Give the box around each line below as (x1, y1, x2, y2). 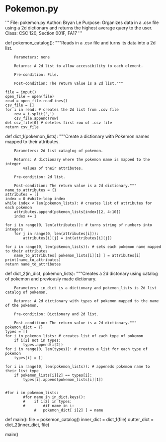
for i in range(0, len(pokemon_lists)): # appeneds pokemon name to (5, 364, 150, 369)
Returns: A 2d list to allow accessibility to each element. (14, 63, 143, 68)
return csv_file (5, 124, 39, 130)
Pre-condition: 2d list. (14, 174, 66, 180)
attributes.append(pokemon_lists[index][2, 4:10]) (14, 209, 121, 215)
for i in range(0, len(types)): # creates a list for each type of (5, 346, 148, 352)
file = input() (5, 89, 37, 95)
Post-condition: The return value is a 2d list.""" (14, 81, 123, 86)
